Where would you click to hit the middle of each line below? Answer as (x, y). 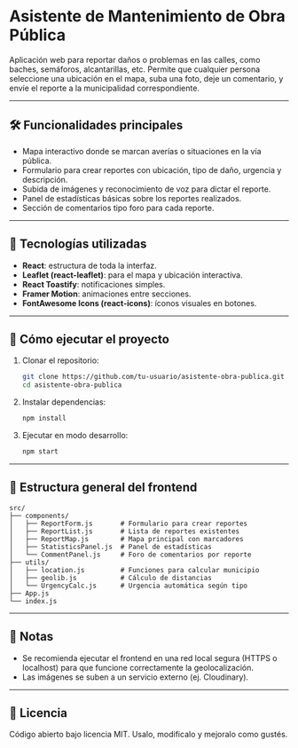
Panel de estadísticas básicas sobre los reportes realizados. (132, 198)
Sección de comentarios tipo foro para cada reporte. (118, 208)
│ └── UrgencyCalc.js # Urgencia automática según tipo (129, 586)
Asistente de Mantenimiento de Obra (147, 16)
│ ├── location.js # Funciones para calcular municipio (134, 570)
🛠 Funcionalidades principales (96, 126)
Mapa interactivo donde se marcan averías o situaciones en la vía (141, 151)
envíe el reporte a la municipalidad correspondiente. (104, 88)
